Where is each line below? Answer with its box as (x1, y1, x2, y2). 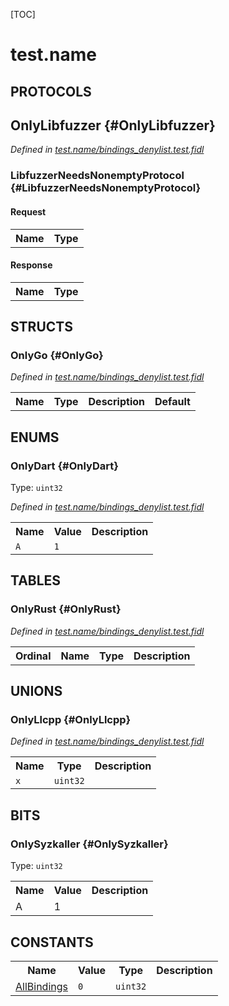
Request (10, 205, 47, 218)
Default (154, 395, 191, 409)
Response (10, 259, 53, 271)
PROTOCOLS (10, 83, 92, 100)
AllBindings (15, 979, 68, 993)
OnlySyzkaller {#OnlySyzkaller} (10, 837, 169, 851)
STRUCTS (10, 319, 73, 336)
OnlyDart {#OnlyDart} (10, 459, 119, 473)
